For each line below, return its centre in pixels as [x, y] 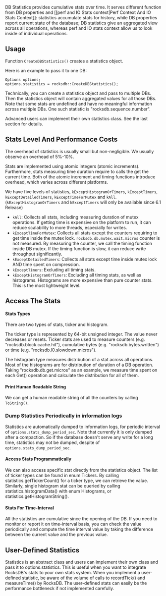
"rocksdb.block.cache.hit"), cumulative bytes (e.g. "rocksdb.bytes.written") [82, 345]
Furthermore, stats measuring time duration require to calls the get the [77, 171]
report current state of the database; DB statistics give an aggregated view [81, 23]
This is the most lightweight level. [46, 285]
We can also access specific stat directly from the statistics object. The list [82, 470]
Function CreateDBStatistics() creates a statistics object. [64, 61]
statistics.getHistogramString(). [37, 496]
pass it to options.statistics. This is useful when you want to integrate [76, 567]
